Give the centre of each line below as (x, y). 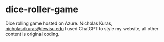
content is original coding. (32, 34)
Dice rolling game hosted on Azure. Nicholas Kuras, (59, 23)
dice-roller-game (42, 9)
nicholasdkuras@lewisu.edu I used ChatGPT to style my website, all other (82, 28)
